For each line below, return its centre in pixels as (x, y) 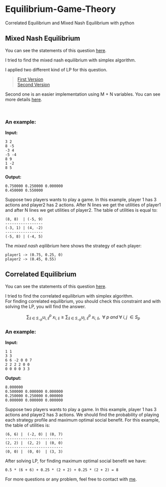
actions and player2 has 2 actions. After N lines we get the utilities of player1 (83, 205)
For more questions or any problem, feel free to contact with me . (71, 479)
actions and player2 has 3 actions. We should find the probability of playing (82, 415)
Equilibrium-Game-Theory (60, 9)
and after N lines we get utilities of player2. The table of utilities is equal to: (81, 210)
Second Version (33, 84)
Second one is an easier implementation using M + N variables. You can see (83, 94)
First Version (30, 79)
